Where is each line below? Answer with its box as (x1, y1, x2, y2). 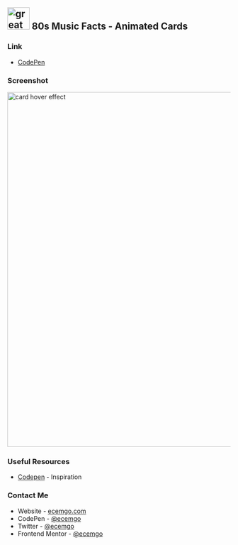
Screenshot (7, 75, 48, 85)
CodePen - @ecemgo (17, 514, 81, 522)
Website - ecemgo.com (17, 507, 86, 515)
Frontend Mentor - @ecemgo (17, 529, 103, 538)
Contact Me (7, 490, 49, 500)
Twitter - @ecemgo (17, 522, 74, 530)
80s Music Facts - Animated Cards (31, 21, 188, 33)
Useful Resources (7, 456, 70, 466)
